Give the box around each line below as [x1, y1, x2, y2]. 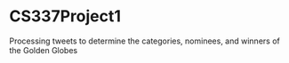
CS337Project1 [9, 6, 122, 27]
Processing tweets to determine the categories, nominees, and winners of [9, 35, 280, 46]
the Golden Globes [9, 44, 78, 55]
